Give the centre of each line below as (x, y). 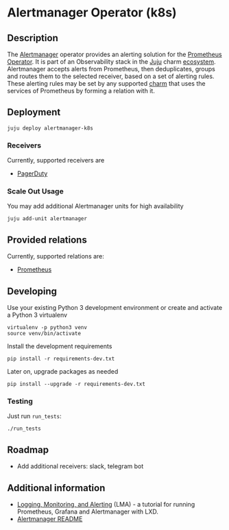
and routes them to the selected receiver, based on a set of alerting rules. (111, 76)
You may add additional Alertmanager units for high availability (95, 206)
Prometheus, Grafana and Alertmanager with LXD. (88, 511)
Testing (20, 401)
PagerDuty (32, 173)
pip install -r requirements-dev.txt (61, 359)
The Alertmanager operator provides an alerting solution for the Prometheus (114, 54)
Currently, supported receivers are (56, 160)
